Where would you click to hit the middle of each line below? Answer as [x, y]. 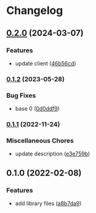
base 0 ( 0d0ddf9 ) [37, 109]
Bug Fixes [21, 95]
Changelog [35, 11]
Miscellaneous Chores [40, 140]
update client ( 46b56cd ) [46, 63]
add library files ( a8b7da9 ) [48, 203]
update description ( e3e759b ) [52, 154]
